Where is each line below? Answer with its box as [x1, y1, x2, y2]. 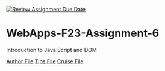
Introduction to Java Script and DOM [6, 46, 98, 53]
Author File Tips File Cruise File [6, 57, 84, 65]
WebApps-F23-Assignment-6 [6, 27, 160, 40]
